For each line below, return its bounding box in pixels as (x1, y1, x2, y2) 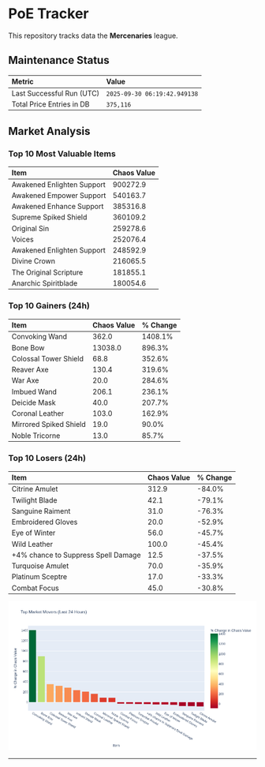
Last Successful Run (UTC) (11, 88, 100, 98)
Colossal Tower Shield (11, 354, 84, 363)
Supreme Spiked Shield (11, 212, 88, 222)
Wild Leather (11, 539, 54, 548)
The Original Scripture (11, 268, 84, 277)
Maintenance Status (8, 54, 110, 67)
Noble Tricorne (11, 431, 61, 440)
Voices (11, 234, 34, 244)
